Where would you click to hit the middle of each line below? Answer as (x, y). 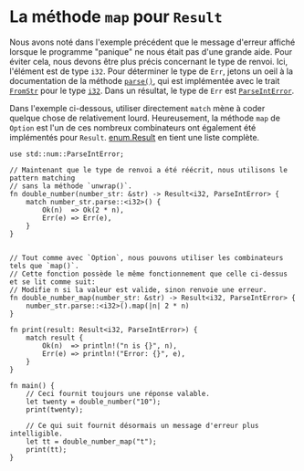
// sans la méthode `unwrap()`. (71, 186)
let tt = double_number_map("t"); (91, 441)
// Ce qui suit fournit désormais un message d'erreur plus (142, 425)
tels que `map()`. (44, 266)
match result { (55, 338)
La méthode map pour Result (116, 17)
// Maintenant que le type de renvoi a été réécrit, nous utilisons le (148, 170)
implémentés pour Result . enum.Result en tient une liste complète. (135, 137)
